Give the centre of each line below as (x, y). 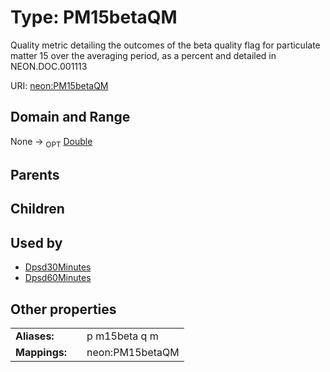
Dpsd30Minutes (58, 267)
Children (37, 209)
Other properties (63, 309)
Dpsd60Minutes (58, 278)
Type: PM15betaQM (94, 17)
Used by (36, 242)
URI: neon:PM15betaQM (59, 85)
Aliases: (35, 336)
